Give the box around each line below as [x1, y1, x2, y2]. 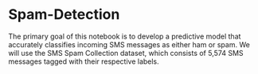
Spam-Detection [8, 6, 120, 24]
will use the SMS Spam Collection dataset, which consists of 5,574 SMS [8, 48, 244, 57]
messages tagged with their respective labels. [8, 57, 159, 66]
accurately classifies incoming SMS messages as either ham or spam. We [8, 39, 251, 49]
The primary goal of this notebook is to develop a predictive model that [8, 31, 241, 41]
